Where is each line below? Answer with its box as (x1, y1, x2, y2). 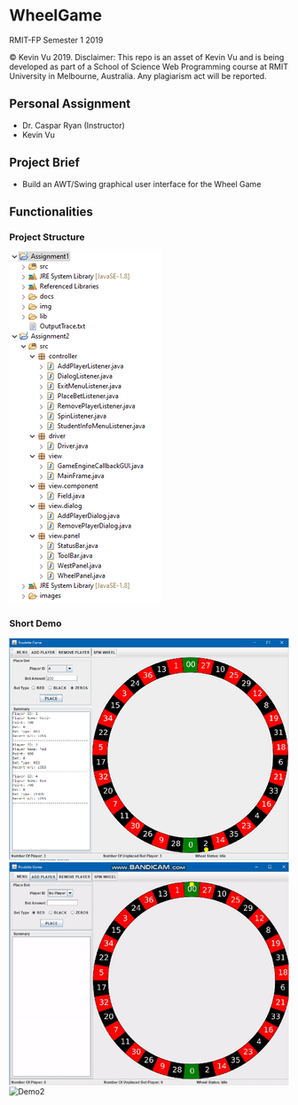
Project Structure (9, 231, 85, 243)
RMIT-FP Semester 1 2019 (9, 35, 104, 45)
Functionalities (9, 204, 93, 219)
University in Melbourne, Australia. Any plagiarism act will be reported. (9, 70, 268, 81)
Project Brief (9, 155, 80, 170)
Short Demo (9, 617, 62, 630)
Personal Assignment (9, 97, 131, 112)
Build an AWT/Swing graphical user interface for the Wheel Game (21, 178, 262, 189)
